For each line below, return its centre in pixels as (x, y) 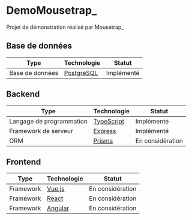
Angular (58, 209)
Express (105, 131)
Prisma (103, 140)
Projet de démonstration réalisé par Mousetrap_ (65, 27)
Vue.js (56, 189)
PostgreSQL (81, 73)
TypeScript (109, 121)
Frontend (24, 162)
